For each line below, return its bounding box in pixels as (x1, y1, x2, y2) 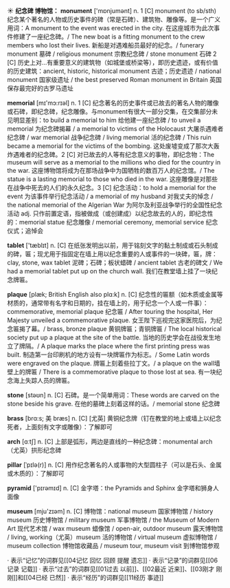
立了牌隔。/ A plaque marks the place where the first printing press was (7, 342, 211, 350)
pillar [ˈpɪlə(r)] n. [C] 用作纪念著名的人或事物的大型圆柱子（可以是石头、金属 (7, 461, 222, 469)
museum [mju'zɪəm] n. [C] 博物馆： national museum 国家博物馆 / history (7, 507, 214, 515)
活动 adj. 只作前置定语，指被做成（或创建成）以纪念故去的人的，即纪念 (7, 209, 207, 218)
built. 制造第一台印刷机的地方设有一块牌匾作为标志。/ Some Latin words (7, 350, 210, 359)
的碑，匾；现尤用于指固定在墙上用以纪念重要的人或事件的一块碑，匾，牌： (7, 250, 218, 258)
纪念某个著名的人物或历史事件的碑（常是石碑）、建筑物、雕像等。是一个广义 (7, 15, 221, 23)
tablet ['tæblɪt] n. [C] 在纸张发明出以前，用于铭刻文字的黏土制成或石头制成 (7, 241, 218, 249)
